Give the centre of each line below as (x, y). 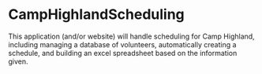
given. (19, 61)
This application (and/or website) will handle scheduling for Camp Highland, (131, 36)
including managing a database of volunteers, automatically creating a (122, 44)
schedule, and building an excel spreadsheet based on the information (123, 53)
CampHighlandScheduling (97, 15)
